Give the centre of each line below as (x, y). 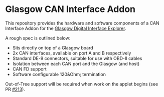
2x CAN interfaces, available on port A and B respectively (72, 53)
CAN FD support (29, 69)
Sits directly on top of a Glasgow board (53, 47)
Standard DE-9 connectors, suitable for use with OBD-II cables (77, 58)
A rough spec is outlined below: (38, 38)
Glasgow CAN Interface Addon (70, 9)
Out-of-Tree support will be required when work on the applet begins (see (82, 84)
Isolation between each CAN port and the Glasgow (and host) (76, 63)
